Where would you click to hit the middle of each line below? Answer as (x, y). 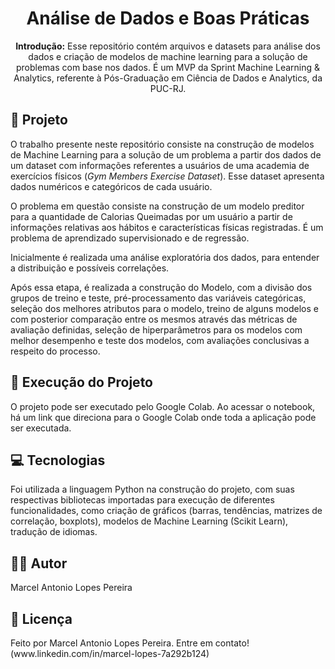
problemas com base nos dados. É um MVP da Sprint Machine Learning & (168, 67)
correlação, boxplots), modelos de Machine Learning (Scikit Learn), (149, 521)
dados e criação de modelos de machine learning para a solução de (168, 56)
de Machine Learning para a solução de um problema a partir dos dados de (166, 154)
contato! (232, 643)
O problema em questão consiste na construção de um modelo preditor (157, 206)
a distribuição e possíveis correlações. (90, 268)
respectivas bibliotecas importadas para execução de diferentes (142, 500)
